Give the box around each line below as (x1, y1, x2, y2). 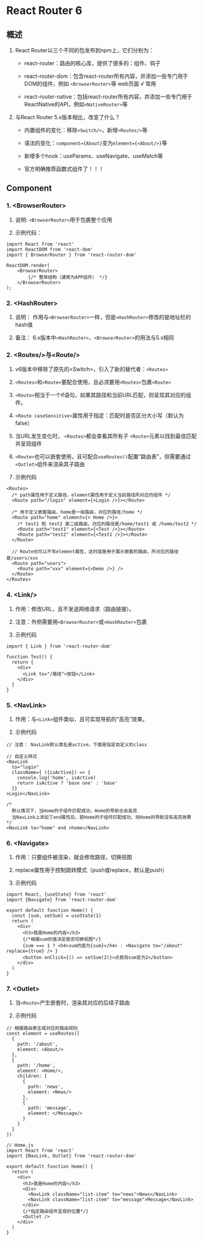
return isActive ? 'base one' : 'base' (17, 780, 118, 786)
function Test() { (6, 654, 53, 660)
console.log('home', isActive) (17, 775, 96, 781)
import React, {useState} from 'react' (6, 891, 107, 897)
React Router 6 (6, 4, 83, 18)
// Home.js (6, 1142, 34, 1149)
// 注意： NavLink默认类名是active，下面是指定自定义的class (6, 741, 147, 748)
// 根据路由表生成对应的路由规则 (6, 1025, 78, 1031)
